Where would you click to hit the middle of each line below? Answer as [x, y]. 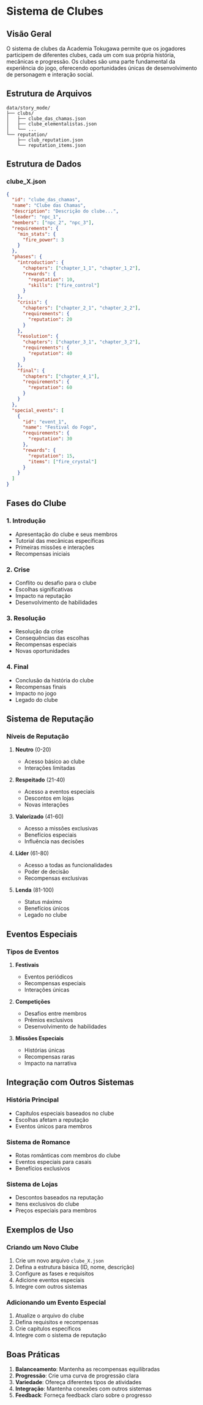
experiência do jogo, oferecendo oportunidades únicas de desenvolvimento [102, 68]
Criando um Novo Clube [42, 1247]
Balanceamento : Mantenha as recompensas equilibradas [87, 1370]
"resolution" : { [38, 337]
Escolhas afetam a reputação [52, 1120]
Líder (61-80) [32, 853]
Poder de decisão [46, 872]
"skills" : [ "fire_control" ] [64, 285]
